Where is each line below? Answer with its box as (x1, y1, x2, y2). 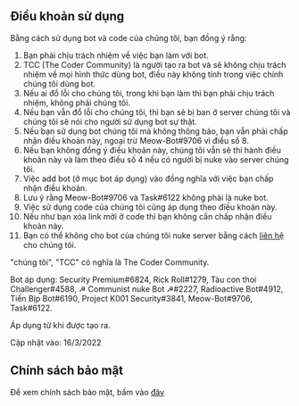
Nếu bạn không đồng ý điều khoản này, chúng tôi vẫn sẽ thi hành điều (22, 145, 282, 155)
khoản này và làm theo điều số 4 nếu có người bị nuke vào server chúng (22, 153, 289, 165)
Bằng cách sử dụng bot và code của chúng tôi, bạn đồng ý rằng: (10, 32, 247, 43)
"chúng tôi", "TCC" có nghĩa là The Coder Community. (10, 256, 210, 268)
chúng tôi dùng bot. (22, 78, 96, 89)
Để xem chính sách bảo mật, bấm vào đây (10, 386, 165, 397)
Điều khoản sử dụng (10, 9, 125, 24)
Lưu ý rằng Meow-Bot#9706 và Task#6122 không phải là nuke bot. (22, 192, 269, 203)
